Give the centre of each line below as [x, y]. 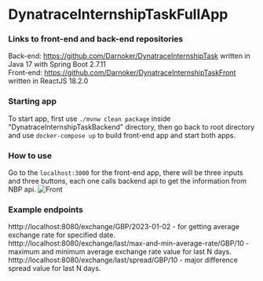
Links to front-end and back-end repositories [96, 39]
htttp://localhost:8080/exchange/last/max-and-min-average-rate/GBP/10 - [129, 243]
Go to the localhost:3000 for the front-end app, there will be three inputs [126, 173]
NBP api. [22, 189]
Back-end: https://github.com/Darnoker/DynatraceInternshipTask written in [130, 56]
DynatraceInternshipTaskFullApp [118, 15]
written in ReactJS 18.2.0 [48, 81]
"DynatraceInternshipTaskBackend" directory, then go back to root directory [131, 126]
